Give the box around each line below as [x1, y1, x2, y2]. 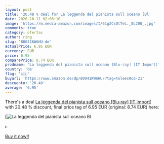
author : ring [5, 35, 32, 40]
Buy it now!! [5, 133, 30, 139]
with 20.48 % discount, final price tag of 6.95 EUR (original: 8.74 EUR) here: [5, 104, 160, 110]
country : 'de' [5, 67, 35, 72]
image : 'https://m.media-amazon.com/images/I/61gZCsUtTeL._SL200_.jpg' [5, 21, 156, 26]
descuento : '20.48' [5, 80, 45, 85]
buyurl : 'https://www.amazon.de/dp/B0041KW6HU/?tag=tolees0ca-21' [5, 76, 145, 81]
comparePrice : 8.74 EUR [5, 58, 54, 63]
